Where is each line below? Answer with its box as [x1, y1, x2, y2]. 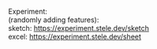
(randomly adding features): [8, 15, 99, 24]
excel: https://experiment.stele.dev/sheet [8, 32, 142, 41]
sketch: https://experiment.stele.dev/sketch [8, 24, 150, 32]
